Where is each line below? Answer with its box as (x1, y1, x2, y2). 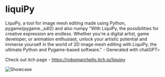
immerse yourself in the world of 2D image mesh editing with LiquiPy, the (5, 41, 157, 47)
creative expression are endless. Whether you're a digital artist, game (5, 30, 149, 36)
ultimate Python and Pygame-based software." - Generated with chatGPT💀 (5, 46, 160, 52)
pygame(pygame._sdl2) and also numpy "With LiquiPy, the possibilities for (5, 25, 159, 31)
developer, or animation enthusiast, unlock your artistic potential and (5, 36, 147, 42)
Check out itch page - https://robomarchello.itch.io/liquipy (5, 56, 126, 62)
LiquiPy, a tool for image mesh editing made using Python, (5, 20, 126, 26)
